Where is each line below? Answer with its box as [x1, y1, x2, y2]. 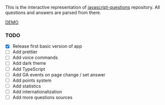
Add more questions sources [12, 94, 73, 100]
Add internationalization [12, 88, 62, 94]
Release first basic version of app [12, 43, 82, 49]
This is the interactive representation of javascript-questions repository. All [5, 5, 160, 10]
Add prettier [12, 49, 38, 55]
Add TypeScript [12, 66, 45, 72]
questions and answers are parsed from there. [5, 10, 102, 16]
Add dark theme [12, 60, 46, 66]
